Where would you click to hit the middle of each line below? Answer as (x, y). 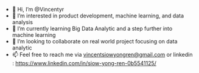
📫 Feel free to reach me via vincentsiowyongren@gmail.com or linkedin (102, 55)
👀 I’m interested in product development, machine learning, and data (98, 16)
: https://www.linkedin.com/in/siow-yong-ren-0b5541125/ (84, 63)
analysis (23, 22)
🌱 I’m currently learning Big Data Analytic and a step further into (92, 28)
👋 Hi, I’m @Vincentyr (38, 9)
